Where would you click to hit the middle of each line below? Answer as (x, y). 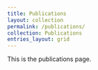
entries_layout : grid (39, 40)
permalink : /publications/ (46, 26)
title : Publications (37, 14)
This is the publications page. (49, 59)
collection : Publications (44, 33)
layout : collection (35, 20)
